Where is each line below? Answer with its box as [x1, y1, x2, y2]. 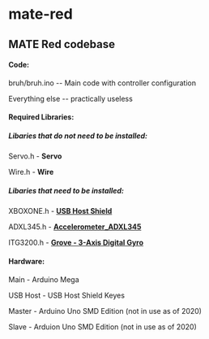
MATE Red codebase [8, 37, 116, 51]
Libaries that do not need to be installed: [8, 131, 148, 141]
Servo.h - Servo [8, 151, 62, 161]
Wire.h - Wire [8, 167, 54, 177]
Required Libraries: [8, 112, 75, 122]
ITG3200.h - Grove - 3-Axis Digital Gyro [8, 237, 144, 248]
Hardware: [8, 256, 45, 266]
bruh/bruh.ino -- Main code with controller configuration [8, 78, 197, 88]
